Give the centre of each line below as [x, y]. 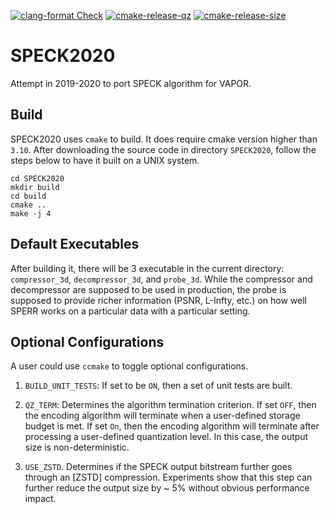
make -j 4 [31, 213]
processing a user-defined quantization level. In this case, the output [166, 437]
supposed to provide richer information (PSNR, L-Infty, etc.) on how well [158, 300]
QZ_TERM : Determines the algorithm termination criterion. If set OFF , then [170, 405]
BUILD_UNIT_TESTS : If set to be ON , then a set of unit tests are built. [158, 386]
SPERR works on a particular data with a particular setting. [130, 311]
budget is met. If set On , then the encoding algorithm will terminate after [172, 426]
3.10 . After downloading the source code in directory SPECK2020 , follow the [163, 149]
